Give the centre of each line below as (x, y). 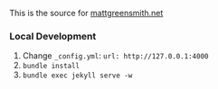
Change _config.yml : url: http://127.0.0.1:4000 (115, 56)
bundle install (51, 67)
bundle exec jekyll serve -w (77, 76)
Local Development (53, 36)
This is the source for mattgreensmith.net (86, 13)
